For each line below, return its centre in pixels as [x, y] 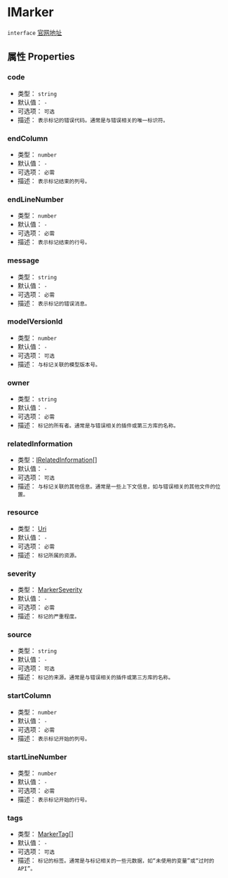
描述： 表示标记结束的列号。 [54, 180]
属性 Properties [41, 57]
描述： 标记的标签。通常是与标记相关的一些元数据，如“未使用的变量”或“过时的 [116, 860]
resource [23, 512]
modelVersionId [35, 321]
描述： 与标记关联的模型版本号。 [59, 364]
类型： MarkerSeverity [50, 590]
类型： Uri [32, 528]
